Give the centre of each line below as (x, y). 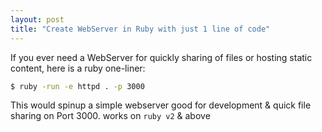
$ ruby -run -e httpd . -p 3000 (77, 86)
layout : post (37, 19)
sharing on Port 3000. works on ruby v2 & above (110, 116)
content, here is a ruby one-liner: (78, 68)
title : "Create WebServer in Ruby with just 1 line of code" (140, 29)
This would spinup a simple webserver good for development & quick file (161, 105)
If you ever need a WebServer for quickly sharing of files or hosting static (161, 57)
